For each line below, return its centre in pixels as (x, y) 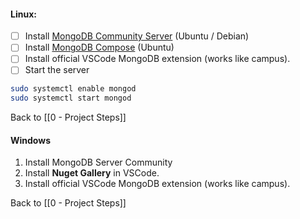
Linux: (23, 14)
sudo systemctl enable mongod (73, 89)
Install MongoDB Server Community (98, 162)
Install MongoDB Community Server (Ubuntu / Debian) (137, 36)
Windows (30, 140)
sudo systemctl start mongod (71, 98)
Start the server (57, 70)
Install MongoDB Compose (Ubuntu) (99, 47)
